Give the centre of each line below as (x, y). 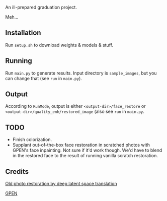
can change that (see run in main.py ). (44, 78)
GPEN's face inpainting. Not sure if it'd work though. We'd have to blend (87, 150)
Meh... (12, 17)
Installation (23, 33)
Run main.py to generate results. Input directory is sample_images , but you (81, 73)
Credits (17, 172)
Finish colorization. (32, 140)
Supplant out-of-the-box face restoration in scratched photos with (81, 145)
